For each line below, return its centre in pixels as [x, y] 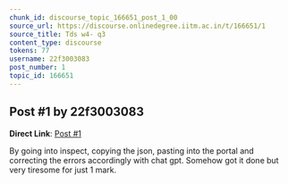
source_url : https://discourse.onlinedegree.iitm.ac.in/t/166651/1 [138, 26]
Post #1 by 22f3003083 [77, 112]
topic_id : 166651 [42, 76]
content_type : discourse [55, 42]
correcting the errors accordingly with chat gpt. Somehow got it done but [144, 160]
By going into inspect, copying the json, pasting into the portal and [132, 151]
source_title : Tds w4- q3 [57, 34]
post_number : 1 [38, 68]
